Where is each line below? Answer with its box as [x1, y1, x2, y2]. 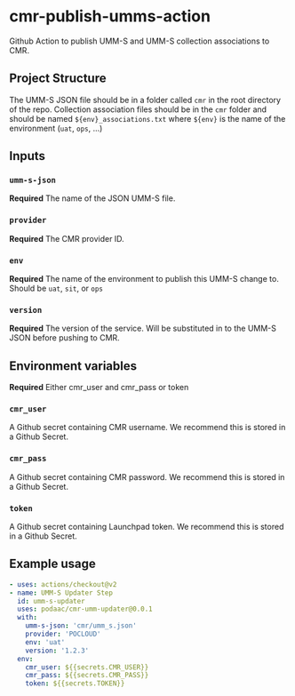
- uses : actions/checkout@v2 [9, 580, 117, 588]
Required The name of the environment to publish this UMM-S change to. [9, 274, 280, 284]
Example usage [9, 556, 96, 572]
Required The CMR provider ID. [9, 233, 124, 244]
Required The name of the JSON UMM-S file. [9, 193, 176, 204]
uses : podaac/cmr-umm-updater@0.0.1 [17, 604, 153, 614]
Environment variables [9, 358, 138, 373]
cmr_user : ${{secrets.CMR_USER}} [25, 662, 149, 672]
